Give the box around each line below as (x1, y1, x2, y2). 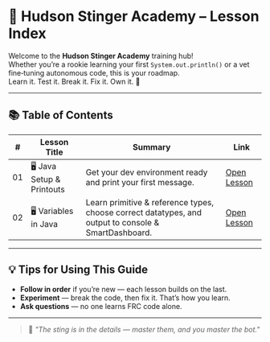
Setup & (31, 173, 61, 184)
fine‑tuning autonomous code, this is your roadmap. (8, 68, 180, 77)
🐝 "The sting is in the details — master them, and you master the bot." (27, 324, 260, 334)
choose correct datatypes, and (85, 207, 202, 218)
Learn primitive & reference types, (85, 196, 215, 208)
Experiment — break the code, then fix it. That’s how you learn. (19, 293, 231, 303)
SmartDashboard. (85, 227, 153, 238)
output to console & (85, 216, 159, 228)
